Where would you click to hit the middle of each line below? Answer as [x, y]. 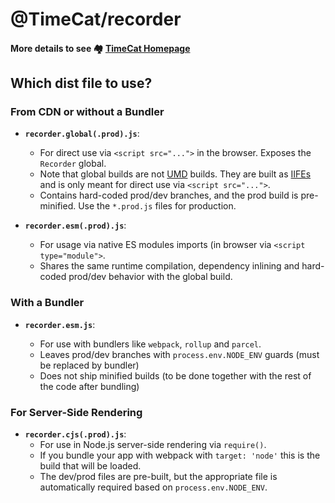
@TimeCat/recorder [96, 19]
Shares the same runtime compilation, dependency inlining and [169, 266]
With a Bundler [47, 303]
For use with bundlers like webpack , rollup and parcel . [150, 344]
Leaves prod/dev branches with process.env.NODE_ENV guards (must [179, 354]
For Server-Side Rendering [76, 412]
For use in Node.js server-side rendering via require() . [153, 445]
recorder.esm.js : [60, 324]
